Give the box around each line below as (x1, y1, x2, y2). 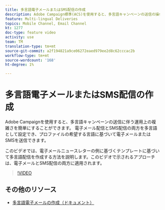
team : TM (5, 39, 23, 44)
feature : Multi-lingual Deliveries (5, 16, 78, 21)
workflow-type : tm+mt (5, 53, 50, 58)
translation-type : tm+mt (5, 44, 56, 49)
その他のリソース (5, 185, 56, 194)
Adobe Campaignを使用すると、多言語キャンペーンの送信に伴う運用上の (5, 119, 152, 125)
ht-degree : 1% (5, 62, 34, 67)
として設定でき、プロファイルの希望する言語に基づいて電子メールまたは (5, 131, 151, 137)
